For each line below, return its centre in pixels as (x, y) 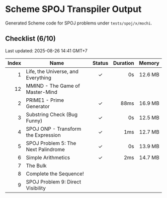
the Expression (43, 135)
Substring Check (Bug (52, 114)
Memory (149, 63)
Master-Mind (42, 92)
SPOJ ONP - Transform (54, 129)
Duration (124, 63)
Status (100, 63)
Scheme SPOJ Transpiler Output (73, 9)
